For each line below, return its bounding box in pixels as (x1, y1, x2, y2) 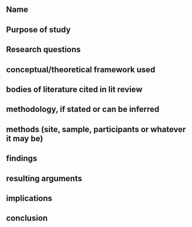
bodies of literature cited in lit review (6, 84, 143, 94)
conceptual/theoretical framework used (6, 65, 156, 74)
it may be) (6, 133, 43, 143)
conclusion (6, 214, 48, 223)
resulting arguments (6, 173, 82, 184)
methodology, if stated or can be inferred (6, 104, 160, 114)
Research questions (6, 45, 81, 55)
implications (6, 193, 53, 203)
